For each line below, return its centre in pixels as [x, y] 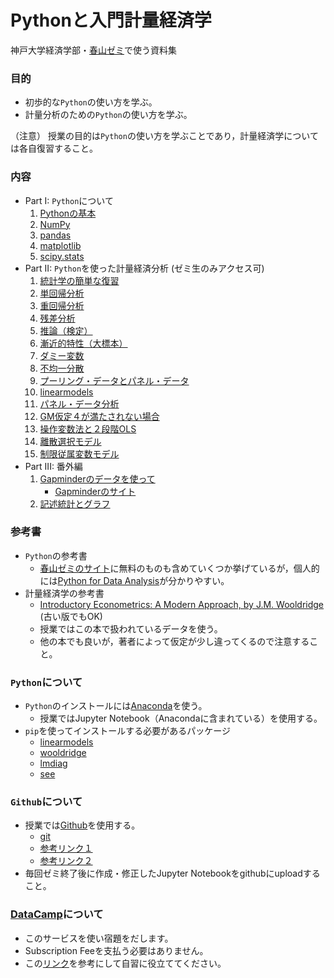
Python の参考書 [56, 555]
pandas [55, 235]
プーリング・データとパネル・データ [114, 380]
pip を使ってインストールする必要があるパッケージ [128, 731]
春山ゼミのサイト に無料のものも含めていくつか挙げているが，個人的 [179, 568]
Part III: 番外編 [53, 466]
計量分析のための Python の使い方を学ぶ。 [108, 115]
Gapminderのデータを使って [97, 478]
